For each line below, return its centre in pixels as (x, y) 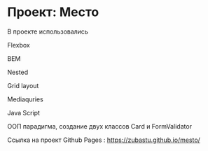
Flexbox (19, 45)
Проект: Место (53, 12)
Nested (18, 72)
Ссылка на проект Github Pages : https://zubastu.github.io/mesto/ (104, 140)
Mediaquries (25, 99)
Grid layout (23, 85)
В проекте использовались (48, 31)
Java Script (24, 113)
